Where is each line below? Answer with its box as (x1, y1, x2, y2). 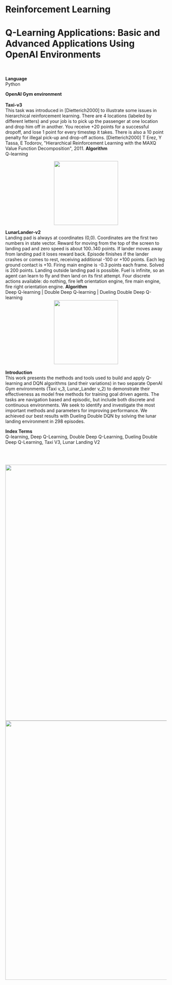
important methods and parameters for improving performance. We (5, 408, 147, 414)
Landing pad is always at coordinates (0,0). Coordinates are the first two (5, 234, 158, 241)
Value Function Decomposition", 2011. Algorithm (5, 145, 107, 152)
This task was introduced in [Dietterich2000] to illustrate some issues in (5, 108, 157, 114)
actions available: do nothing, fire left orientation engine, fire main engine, (5, 278, 161, 285)
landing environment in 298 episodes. (5, 418, 85, 424)
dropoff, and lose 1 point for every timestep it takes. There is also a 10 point (5, 129, 164, 135)
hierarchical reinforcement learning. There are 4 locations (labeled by (5, 113, 152, 119)
